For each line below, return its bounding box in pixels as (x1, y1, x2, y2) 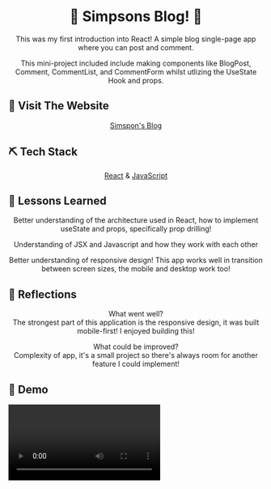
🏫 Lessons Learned (8, 193, 107, 207)
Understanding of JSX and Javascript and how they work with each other (13, 240, 259, 249)
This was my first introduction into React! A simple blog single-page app (15, 34, 256, 44)
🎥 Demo (8, 382, 49, 396)
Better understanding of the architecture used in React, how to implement (13, 215, 259, 225)
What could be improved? (92, 342, 180, 351)
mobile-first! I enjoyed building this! (76, 326, 196, 336)
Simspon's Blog (109, 121, 163, 130)
